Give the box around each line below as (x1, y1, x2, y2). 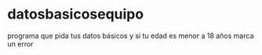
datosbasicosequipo (7, 5, 144, 23)
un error (7, 39, 34, 48)
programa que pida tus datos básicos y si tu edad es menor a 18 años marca (7, 31, 254, 40)
